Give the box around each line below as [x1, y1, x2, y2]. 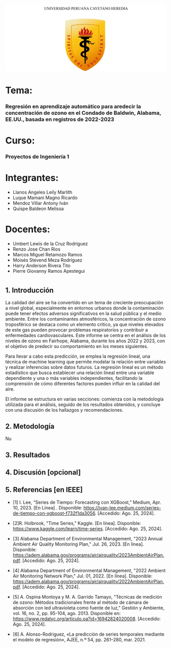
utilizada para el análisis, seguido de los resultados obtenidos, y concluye [5, 401, 161, 408]
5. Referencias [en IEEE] [5, 485, 83, 494]
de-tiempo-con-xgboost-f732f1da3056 [12, 510, 96, 516]
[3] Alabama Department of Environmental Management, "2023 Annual [12, 535, 163, 541]
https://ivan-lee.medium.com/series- [83, 504, 161, 511]
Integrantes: [5, 172, 59, 184]
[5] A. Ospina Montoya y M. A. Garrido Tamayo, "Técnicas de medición [12, 593, 162, 600]
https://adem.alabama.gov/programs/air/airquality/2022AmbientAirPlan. [12, 578, 164, 584]
